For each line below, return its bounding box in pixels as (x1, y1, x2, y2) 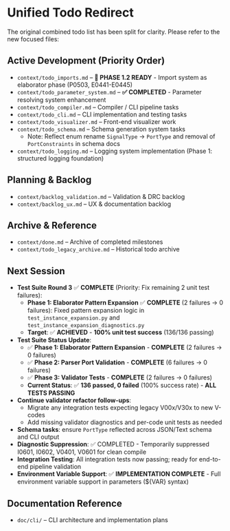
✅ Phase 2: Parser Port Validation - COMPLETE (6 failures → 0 (27, 358, 208, 366)
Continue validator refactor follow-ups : (16, 396, 132, 404)
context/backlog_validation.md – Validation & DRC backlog (16, 192, 185, 200)
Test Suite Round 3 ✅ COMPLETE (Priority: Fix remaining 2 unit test (16, 284, 210, 292)
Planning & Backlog (7, 174, 92, 186)
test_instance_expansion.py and (27, 313, 120, 322)
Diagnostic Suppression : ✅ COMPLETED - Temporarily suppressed (16, 440, 209, 448)
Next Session (7, 265, 65, 277)
